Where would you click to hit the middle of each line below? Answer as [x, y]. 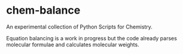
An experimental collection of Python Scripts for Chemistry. [79, 27]
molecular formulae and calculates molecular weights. [73, 45]
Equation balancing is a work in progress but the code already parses [92, 38]
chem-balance [43, 10]
